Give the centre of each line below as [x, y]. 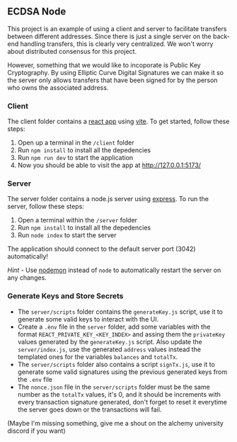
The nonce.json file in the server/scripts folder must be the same [114, 387]
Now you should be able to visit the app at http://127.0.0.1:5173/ [109, 165]
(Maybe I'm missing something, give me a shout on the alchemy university [116, 423]
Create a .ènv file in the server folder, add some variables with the [114, 327]
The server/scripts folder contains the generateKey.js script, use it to [120, 312]
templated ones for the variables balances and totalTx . [98, 356]
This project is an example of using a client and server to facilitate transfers [117, 28]
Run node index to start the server [67, 235]
